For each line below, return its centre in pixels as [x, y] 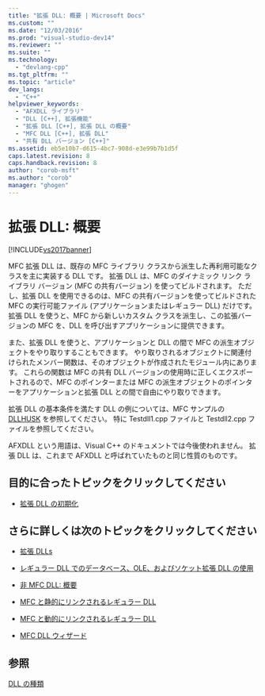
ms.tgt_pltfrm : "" [38, 75]
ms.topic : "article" [42, 82]
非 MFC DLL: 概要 [48, 585]
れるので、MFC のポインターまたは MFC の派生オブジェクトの [123, 382]
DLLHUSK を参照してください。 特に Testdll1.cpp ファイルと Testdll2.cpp [127, 418]
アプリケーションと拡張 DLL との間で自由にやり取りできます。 [123, 392]
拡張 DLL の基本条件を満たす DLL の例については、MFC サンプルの [117, 409]
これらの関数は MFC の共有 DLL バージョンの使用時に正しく [121, 372]
